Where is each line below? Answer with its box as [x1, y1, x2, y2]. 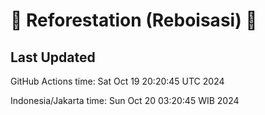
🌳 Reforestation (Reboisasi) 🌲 [10, 9, 258, 32]
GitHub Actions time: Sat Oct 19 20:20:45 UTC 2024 [10, 75, 225, 87]
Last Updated [10, 49, 96, 66]
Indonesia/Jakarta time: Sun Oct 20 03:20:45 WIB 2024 [10, 95, 240, 106]
